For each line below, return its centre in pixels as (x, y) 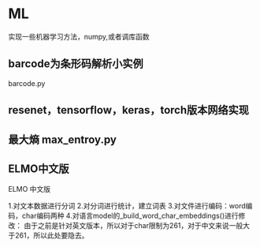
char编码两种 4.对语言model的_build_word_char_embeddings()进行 (130, 216)
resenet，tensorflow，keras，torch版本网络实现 (129, 110)
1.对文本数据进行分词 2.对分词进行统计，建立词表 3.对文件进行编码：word (127, 206)
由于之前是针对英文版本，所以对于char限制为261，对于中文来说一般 (133, 226)
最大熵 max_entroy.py (62, 139)
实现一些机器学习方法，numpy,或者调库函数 (79, 36)
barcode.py (27, 83)
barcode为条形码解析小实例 (76, 64)
